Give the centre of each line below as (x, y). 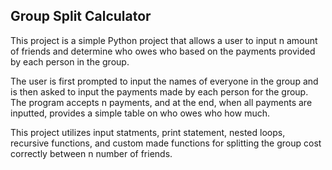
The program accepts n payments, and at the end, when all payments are (161, 102)
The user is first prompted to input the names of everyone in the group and (164, 81)
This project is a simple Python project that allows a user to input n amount (164, 40)
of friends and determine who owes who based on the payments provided (163, 51)
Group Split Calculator (81, 16)
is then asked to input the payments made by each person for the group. (159, 91)
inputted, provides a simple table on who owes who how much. (140, 113)
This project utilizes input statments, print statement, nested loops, (148, 132)
